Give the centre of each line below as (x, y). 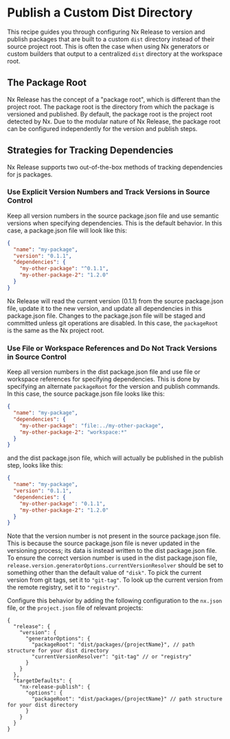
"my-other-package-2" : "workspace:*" (73, 432)
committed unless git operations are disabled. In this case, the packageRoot (113, 323)
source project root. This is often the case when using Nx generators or (108, 46)
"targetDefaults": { (43, 681)
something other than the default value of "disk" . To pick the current (104, 573)
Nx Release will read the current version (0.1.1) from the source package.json (115, 301)
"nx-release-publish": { (55, 687)
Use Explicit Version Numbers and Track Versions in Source (109, 192)
